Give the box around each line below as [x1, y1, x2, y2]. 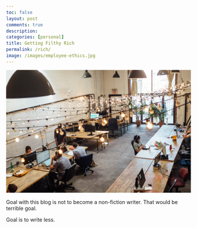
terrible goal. [6, 205, 37, 212]
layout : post [6, 15, 38, 22]
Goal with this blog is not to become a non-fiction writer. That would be [6, 199, 178, 206]
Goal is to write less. [6, 216, 55, 223]
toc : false [6, 9, 33, 15]
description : [6, 28, 38, 34]
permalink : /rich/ [6, 47, 51, 53]
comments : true [6, 22, 43, 28]
